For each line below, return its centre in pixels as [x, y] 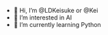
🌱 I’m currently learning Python [57, 25]
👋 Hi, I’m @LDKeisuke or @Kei [56, 10]
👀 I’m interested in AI [43, 17]
